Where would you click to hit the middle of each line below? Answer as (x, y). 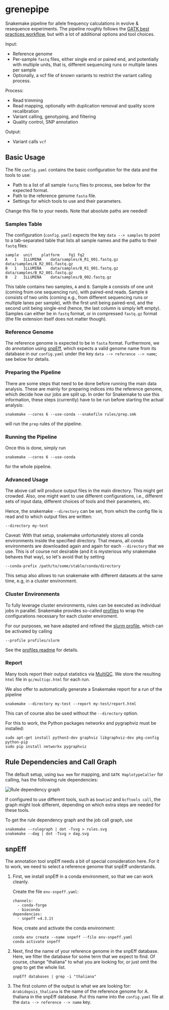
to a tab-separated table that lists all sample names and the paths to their (81, 240)
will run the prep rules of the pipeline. (44, 424)
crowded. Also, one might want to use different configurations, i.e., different (84, 496)
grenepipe (27, 9)
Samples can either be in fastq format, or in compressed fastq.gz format (81, 314)
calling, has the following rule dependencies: (52, 779)
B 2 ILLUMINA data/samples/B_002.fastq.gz (59, 277)
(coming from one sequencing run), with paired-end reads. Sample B (76, 292)
